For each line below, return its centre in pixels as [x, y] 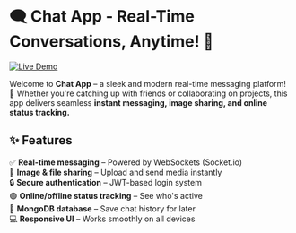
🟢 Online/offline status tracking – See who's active [106, 195]
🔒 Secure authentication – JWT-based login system [105, 182]
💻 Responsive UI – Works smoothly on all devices [102, 219]
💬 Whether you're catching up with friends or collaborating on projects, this [148, 93]
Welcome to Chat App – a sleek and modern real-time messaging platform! [148, 83]
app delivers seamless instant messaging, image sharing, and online [138, 102]
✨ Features [41, 140]
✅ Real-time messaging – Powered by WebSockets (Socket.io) [126, 162]
